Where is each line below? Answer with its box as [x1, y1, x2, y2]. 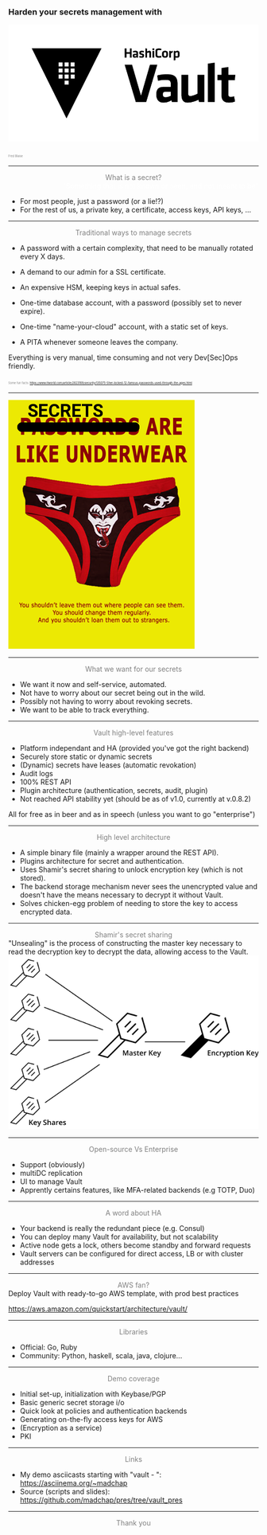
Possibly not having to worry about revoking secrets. [19, 696, 193, 706]
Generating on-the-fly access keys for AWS [19, 1414, 163, 1424]
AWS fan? [118, 1280, 149, 1290]
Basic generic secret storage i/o [19, 1397, 125, 1407]
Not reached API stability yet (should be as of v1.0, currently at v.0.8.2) [19, 794, 252, 803]
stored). [19, 873, 46, 882]
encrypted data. [19, 907, 73, 916]
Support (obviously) [19, 1159, 86, 1169]
